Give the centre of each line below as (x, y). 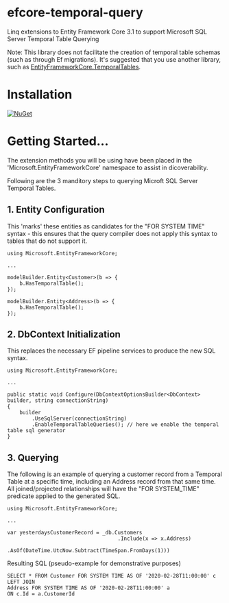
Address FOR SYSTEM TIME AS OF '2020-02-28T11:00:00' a (88, 588)
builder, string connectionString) (58, 401)
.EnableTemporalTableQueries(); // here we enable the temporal (125, 425)
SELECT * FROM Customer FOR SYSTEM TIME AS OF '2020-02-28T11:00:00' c (111, 576)
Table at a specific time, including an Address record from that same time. (111, 482)
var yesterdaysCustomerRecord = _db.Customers (75, 533)
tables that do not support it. (47, 241)
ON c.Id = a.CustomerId (41, 594)
